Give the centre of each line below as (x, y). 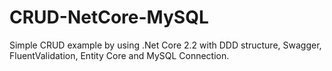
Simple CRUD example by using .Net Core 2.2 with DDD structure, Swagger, (165, 45)
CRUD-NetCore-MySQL (109, 17)
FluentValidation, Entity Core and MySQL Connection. (119, 55)
